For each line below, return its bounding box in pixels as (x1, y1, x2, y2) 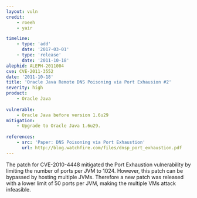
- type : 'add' (16, 41, 51, 47)
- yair (16, 25, 33, 31)
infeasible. (6, 186, 31, 193)
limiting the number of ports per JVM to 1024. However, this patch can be (6, 167, 184, 174)
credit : (6, 14, 25, 20)
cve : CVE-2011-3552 (6, 68, 54, 74)
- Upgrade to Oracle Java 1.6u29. (16, 123, 101, 129)
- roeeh (16, 19, 35, 25)
